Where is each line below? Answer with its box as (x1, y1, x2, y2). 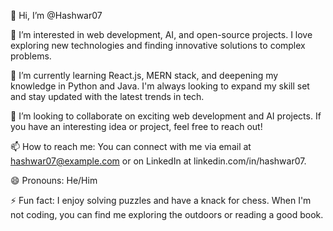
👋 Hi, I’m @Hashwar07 (10, 10, 103, 21)
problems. (10, 50, 52, 62)
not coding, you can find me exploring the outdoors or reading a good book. (10, 209, 324, 220)
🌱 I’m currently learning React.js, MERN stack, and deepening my (10, 70, 279, 81)
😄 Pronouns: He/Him (10, 175, 98, 186)
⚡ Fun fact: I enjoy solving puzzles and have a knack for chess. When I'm (10, 195, 312, 206)
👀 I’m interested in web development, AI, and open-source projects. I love (10, 29, 313, 40)
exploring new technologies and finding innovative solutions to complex (10, 40, 306, 51)
